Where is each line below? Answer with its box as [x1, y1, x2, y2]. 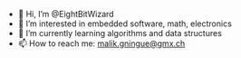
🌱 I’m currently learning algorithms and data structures [17, 28, 222, 38]
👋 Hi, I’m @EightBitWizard [17, 9, 115, 19]
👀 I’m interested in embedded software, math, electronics [17, 18, 233, 29]
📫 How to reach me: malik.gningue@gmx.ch [17, 38, 186, 49]
